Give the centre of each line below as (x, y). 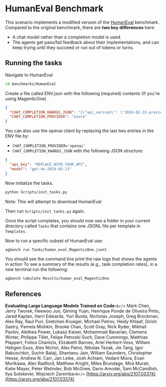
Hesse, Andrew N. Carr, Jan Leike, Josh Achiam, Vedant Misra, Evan (75, 358)
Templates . (16, 231)
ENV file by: (17, 136)
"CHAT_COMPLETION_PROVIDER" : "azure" (48, 117)
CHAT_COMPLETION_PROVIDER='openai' (49, 146)
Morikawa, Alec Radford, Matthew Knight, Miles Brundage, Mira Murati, (77, 363)
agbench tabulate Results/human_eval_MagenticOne (57, 279)
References (23, 294)
